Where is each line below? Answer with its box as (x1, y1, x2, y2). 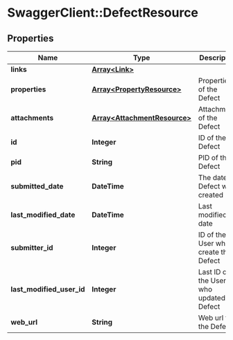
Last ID (198, 267, 221, 276)
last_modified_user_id (10, 285, 85, 294)
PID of (198, 153, 218, 162)
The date (198, 173, 227, 182)
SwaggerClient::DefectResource (7, 5, 199, 21)
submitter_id (10, 243, 53, 252)
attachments (10, 113, 54, 123)
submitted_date (10, 181, 64, 191)
